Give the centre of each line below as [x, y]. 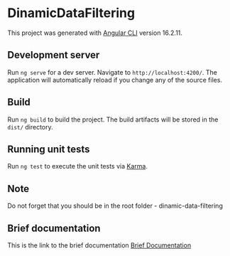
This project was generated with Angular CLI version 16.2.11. [95, 33]
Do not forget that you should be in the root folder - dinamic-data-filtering [115, 206]
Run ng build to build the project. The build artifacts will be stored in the [113, 119]
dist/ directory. [30, 127]
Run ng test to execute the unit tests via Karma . [77, 166]
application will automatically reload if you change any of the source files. [115, 80]
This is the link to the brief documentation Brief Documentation [99, 245]
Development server [54, 55]
